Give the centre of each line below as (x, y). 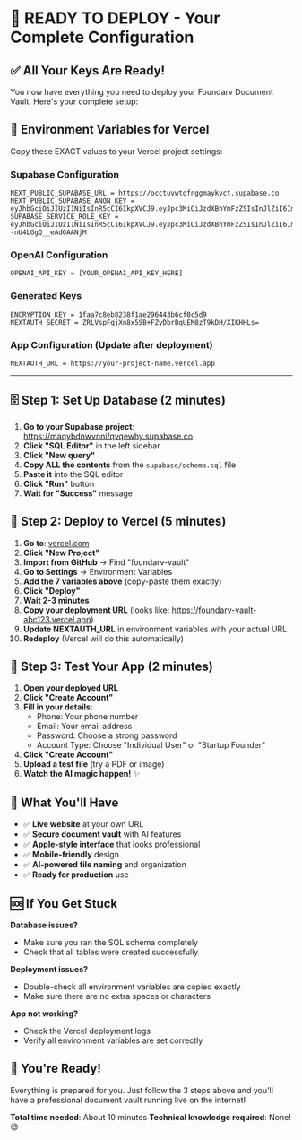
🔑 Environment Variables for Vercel (110, 130)
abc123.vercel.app (57, 619)
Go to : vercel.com (56, 543)
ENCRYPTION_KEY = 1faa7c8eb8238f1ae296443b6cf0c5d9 (108, 314)
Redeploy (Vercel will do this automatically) (104, 638)
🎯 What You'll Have (65, 802)
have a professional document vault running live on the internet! (128, 1100)
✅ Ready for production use (76, 875)
